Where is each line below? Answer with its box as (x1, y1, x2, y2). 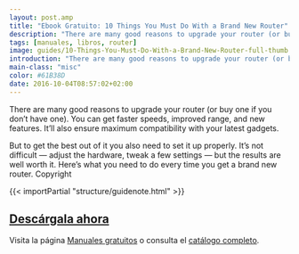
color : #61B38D (9, 71, 66, 80)
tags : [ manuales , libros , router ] (9, 37, 138, 47)
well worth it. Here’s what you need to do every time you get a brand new (9, 159, 278, 169)
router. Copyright (9, 168, 72, 179)
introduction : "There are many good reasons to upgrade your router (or (9, 54, 285, 63)
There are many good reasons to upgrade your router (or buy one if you (9, 103, 272, 114)
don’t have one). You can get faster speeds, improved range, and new (9, 113, 265, 124)
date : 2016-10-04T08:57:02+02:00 (9, 79, 133, 88)
